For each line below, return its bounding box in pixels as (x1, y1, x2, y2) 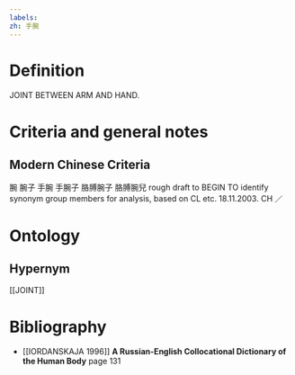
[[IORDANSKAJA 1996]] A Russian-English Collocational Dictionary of (22, 346, 287, 357)
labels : (9, 13, 39, 22)
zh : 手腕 (9, 22, 40, 31)
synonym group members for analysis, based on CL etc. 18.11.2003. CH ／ (9, 193, 283, 204)
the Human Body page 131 (22, 356, 121, 367)
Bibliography (9, 317, 107, 337)
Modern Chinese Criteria (9, 157, 151, 173)
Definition (9, 60, 85, 81)
